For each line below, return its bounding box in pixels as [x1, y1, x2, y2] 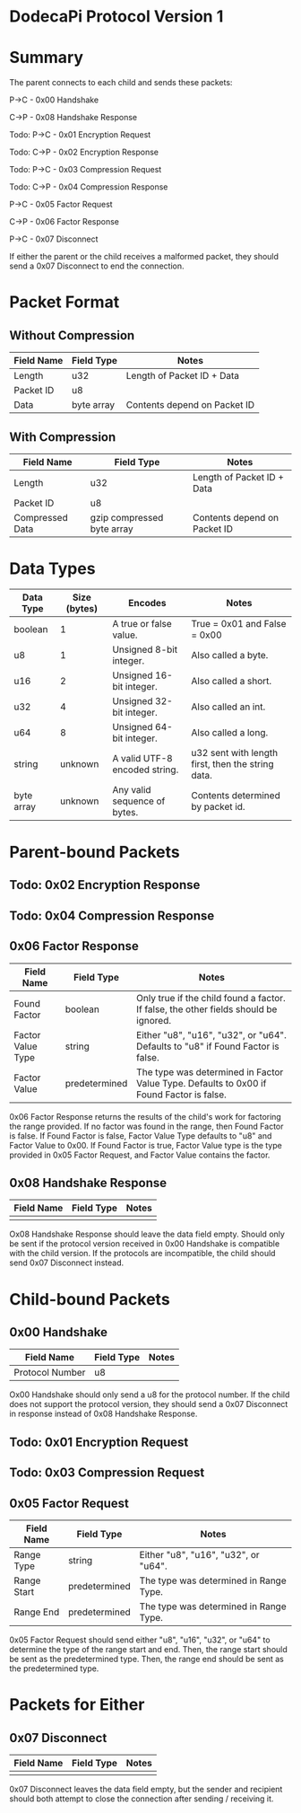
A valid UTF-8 [111, 752, 173, 764]
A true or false [111, 617, 172, 629]
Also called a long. [191, 726, 269, 738]
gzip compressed [90, 511, 164, 524]
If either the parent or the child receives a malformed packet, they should [9, 251, 279, 262]
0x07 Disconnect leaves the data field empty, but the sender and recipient [9, 1784, 283, 1795]
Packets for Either [9, 1694, 145, 1715]
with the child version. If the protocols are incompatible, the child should [9, 1248, 276, 1259]
